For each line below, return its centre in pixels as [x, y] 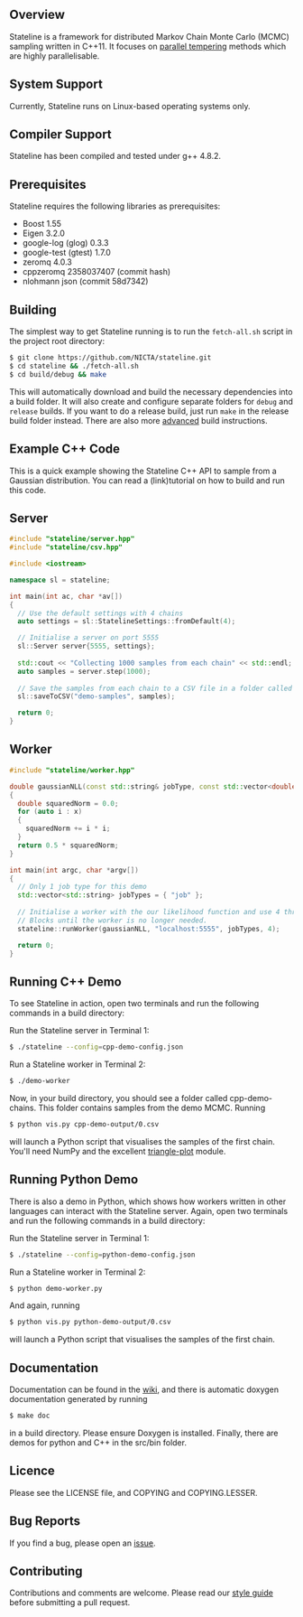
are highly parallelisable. [55, 56]
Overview [37, 15]
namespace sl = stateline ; [60, 580]
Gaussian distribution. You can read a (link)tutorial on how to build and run [147, 480]
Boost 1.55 [41, 224]
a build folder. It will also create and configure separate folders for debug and [151, 401]
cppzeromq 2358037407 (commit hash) [96, 272]
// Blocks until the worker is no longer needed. [112, 921]
